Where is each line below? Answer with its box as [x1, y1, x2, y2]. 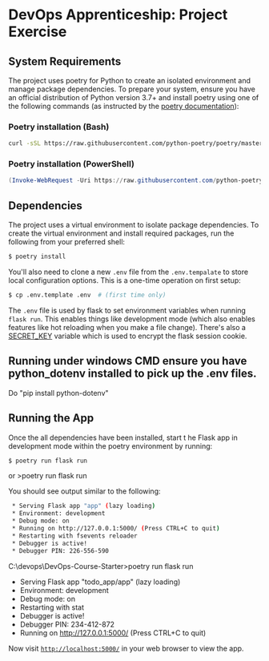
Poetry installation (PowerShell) [8, 159, 134, 170]
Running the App [8, 411, 94, 425]
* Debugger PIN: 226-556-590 [11, 546, 110, 554]
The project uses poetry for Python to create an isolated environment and [8, 76, 251, 85]
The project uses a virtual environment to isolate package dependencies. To [8, 220, 259, 230]
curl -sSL [8, 139, 42, 147]
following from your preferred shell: [8, 237, 126, 247]
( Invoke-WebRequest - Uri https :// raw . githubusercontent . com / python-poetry [8, 176, 263, 185]
